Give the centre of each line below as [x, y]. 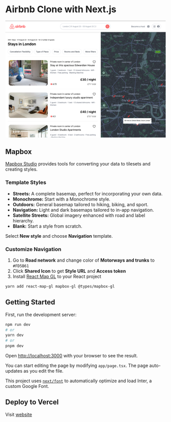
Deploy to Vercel [32, 402]
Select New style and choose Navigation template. [59, 236]
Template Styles [26, 183]
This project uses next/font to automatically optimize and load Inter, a [79, 381]
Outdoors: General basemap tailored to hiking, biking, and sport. [80, 204]
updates [14, 371]
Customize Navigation [33, 249]
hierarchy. [23, 220]
